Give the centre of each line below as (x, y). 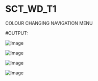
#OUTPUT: (17, 33)
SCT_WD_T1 (31, 9)
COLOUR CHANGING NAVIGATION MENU (49, 23)
